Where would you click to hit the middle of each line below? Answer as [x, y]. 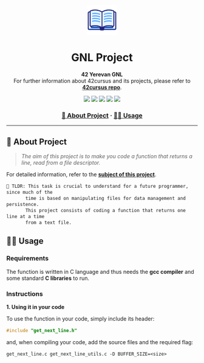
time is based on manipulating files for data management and [106, 199]
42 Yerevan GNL [102, 74]
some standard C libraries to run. [48, 278]
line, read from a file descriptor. [61, 163]
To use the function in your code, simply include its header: [80, 319]
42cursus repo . [102, 87]
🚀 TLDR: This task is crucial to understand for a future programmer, [97, 187]
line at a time [25, 217]
